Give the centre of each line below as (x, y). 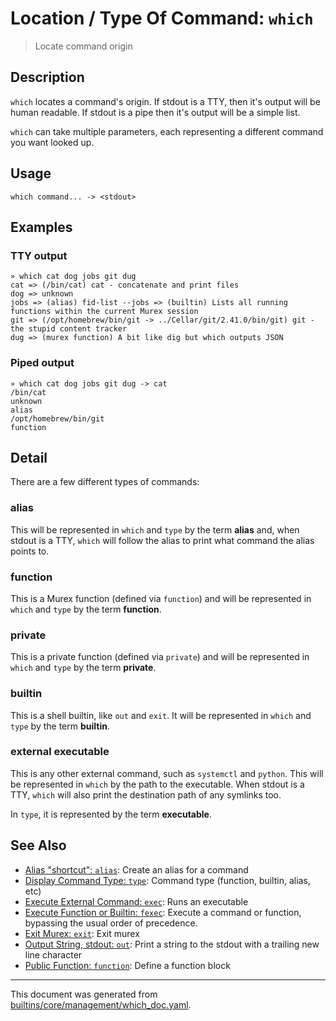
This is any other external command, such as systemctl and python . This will (167, 773)
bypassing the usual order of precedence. (111, 923)
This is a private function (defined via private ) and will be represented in (160, 657)
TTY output (39, 255)
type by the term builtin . (60, 726)
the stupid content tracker (69, 329)
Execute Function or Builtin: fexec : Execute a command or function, (163, 912)
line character (53, 954)
